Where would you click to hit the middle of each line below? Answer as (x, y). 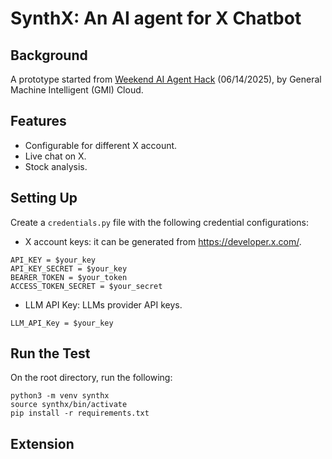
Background (49, 55)
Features (38, 121)
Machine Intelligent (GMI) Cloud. (77, 90)
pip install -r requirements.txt (80, 413)
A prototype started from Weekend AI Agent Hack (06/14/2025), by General (166, 79)
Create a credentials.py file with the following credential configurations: (160, 222)
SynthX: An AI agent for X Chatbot (156, 18)
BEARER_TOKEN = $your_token (69, 277)
